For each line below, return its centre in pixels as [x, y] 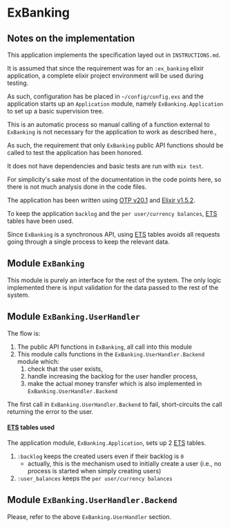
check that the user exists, [65, 369]
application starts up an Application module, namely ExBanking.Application [115, 104]
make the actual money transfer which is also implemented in [115, 383]
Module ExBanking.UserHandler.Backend [92, 500]
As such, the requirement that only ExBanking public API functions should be [115, 145]
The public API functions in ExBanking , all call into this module [104, 347]
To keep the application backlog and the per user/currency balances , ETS [112, 213]
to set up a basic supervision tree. [56, 111]
